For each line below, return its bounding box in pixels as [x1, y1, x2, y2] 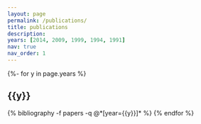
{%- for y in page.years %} [7, 69, 87, 78]
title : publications [7, 23, 69, 30]
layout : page [7, 10, 46, 18]
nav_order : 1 [7, 50, 46, 57]
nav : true [7, 43, 37, 50]
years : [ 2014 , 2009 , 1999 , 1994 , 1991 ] [7, 37, 126, 44]
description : [7, 30, 46, 38]
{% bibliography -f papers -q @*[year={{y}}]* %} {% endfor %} [7, 108, 195, 117]
